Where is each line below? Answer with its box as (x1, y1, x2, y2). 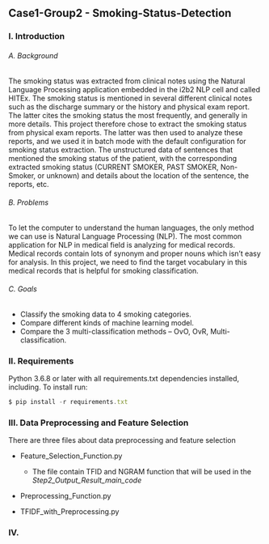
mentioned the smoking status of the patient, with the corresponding (8, 153, 237, 163)
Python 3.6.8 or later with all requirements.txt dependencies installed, (8, 374, 240, 384)
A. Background (8, 50, 58, 60)
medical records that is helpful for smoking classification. (8, 266, 200, 275)
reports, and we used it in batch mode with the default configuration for (8, 136, 246, 146)
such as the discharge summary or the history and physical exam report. (8, 101, 250, 112)
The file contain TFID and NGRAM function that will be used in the (32, 467, 252, 477)
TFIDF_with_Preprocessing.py (19, 507, 120, 516)
